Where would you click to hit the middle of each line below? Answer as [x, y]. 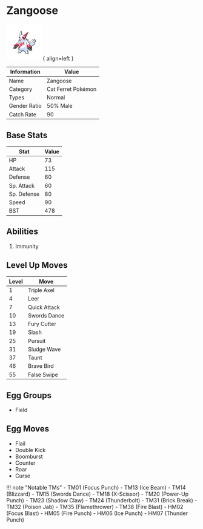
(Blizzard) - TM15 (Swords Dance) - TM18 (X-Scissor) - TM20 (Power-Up [98, 494]
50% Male [59, 106]
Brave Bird [41, 366]
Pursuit [37, 341]
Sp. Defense [24, 194]
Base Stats [27, 135]
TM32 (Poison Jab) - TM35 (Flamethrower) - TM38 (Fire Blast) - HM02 [95, 507]
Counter [25, 463]
